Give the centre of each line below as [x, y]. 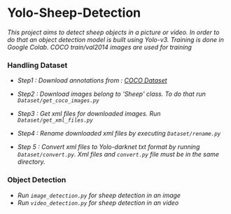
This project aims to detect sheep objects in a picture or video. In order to [113, 32]
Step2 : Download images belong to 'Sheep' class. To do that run [112, 94]
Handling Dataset [37, 65]
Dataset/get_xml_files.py [55, 120]
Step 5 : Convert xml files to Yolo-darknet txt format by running [108, 147]
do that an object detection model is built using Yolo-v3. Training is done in [115, 39]
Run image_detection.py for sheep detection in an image [99, 195]
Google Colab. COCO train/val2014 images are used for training [100, 47]
